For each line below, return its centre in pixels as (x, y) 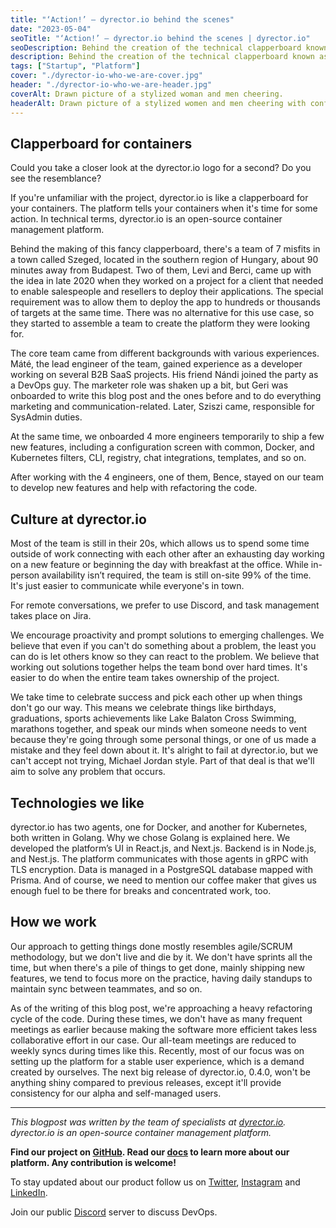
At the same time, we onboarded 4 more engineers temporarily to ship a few (167, 437)
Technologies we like (77, 802)
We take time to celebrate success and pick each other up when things (156, 697)
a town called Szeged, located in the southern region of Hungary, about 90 (164, 260)
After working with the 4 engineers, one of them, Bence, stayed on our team (167, 477)
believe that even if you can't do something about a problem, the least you (163, 646)
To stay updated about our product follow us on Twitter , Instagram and (155, 1182)
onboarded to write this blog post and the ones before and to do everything (166, 396)
